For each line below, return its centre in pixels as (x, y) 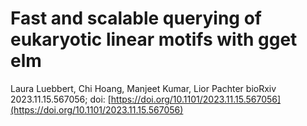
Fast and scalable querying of (136, 18)
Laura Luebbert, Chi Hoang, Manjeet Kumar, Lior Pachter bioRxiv (143, 88)
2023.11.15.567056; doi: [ (61, 99)
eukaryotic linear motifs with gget (154, 39)
